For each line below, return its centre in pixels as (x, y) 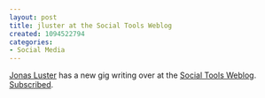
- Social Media (37, 50)
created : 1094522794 (47, 34)
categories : (31, 42)
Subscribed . (31, 85)
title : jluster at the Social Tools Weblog (91, 26)
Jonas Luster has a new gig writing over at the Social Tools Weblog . (133, 75)
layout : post (33, 17)
